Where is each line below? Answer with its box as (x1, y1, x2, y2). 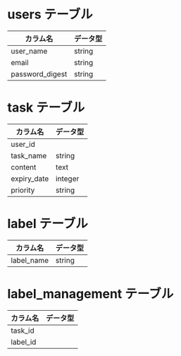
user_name (11, 46, 48, 56)
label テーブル (7, 216, 88, 232)
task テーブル (7, 100, 85, 116)
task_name (11, 150, 47, 160)
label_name (11, 255, 49, 265)
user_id (11, 139, 35, 149)
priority (11, 185, 35, 195)
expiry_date (11, 174, 49, 184)
